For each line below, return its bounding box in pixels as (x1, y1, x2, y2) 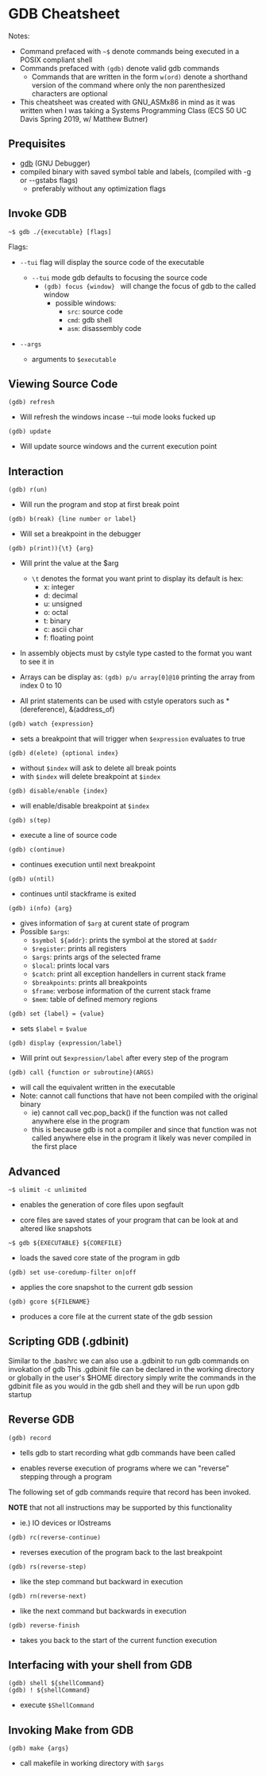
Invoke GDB (8, 207, 67, 220)
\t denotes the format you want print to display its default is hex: (31, 574, 244, 583)
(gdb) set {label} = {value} (8, 1010, 105, 1018)
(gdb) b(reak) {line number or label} (8, 515, 137, 524)
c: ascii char (43, 625, 83, 634)
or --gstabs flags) (19, 175, 79, 185)
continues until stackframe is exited (19, 889, 137, 899)
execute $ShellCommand (19, 1700, 95, 1710)
